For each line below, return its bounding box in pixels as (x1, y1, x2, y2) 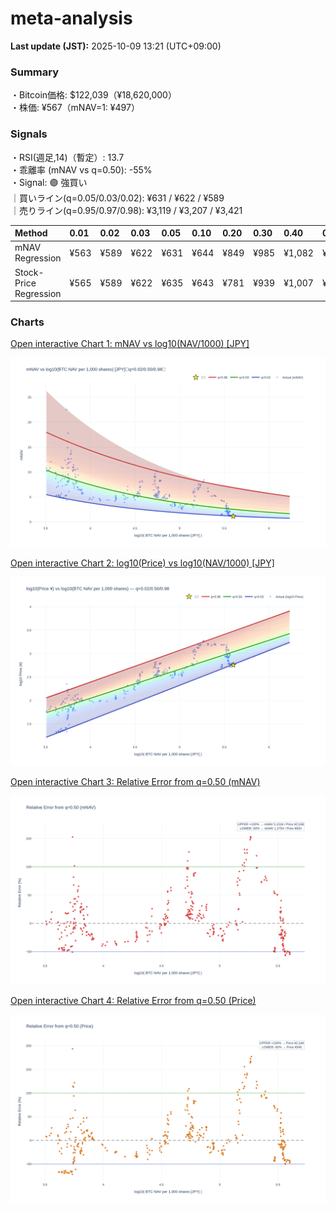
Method (14, 227, 48, 239)
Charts (10, 315, 45, 329)
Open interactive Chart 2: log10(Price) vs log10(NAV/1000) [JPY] (10, 557, 275, 569)
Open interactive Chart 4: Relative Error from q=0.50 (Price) (10, 994, 257, 1006)
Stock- (14, 266, 45, 278)
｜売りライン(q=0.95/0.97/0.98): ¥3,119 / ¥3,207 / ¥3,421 (10, 204, 243, 216)
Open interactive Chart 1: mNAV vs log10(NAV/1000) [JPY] (10, 338, 250, 350)
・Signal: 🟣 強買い (10, 176, 88, 188)
